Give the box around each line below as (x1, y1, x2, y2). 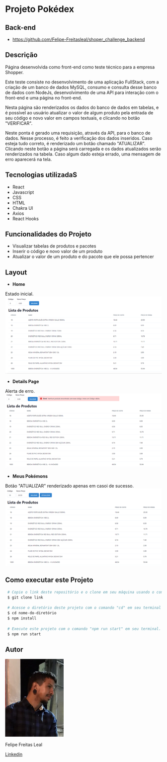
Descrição (5, 51, 38, 59)
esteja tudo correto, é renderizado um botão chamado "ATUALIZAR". (5, 140, 146, 146)
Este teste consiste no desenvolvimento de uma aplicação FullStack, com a (5, 79, 159, 85)
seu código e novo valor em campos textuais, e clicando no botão (5, 115, 140, 121)
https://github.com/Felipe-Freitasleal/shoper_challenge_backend (12, 36, 145, 42)
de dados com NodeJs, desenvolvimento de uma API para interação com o (5, 89, 159, 95)
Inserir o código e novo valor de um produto (12, 249, 103, 254)
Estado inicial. (5, 291, 34, 297)
